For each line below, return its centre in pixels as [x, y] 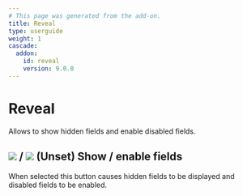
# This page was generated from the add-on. [85, 16]
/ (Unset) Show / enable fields [101, 157]
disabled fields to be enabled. [58, 185]
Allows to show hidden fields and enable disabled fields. [102, 131]
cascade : [23, 46]
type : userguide [36, 31]
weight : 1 [25, 38]
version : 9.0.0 [49, 69]
